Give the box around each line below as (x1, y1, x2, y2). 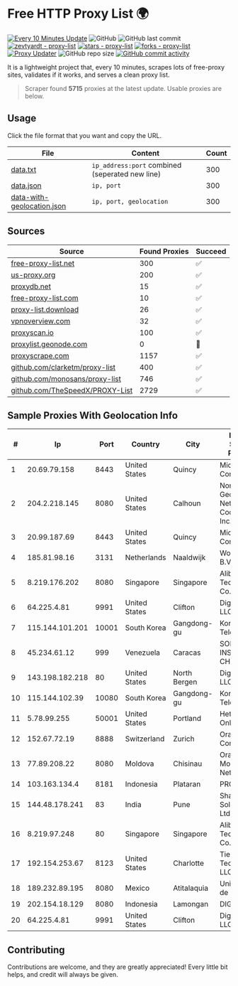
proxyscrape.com (11, 350, 69, 360)
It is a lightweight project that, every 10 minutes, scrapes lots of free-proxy (7, 63, 225, 71)
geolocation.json (11, 200, 67, 210)
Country (131, 439, 161, 449)
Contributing (7, 943, 65, 956)
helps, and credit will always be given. (7, 970, 118, 979)
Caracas (173, 648, 201, 658)
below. (24, 92, 45, 100)
